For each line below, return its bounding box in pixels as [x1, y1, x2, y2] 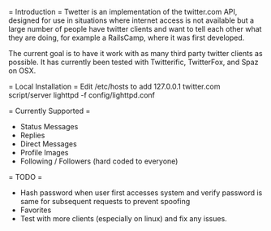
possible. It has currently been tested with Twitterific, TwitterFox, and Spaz [8, 57, 259, 67]
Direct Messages [19, 139, 77, 149]
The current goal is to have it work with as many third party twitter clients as [8, 49, 263, 58]
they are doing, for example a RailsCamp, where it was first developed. [8, 33, 245, 42]
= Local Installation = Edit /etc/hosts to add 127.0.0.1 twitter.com [8, 81, 221, 91]
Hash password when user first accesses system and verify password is [19, 188, 263, 198]
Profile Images [19, 148, 69, 157]
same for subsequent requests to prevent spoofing [19, 197, 191, 206]
